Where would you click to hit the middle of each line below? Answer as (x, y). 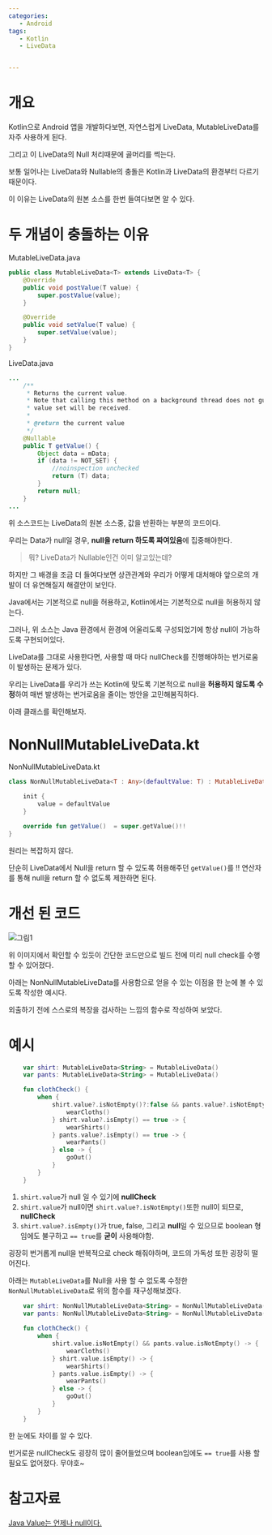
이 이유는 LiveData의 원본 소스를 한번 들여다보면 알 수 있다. (102, 199)
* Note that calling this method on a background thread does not (140, 401)
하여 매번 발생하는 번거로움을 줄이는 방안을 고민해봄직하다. (107, 694)
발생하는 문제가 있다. (49, 667)
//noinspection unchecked (95, 469)
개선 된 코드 (45, 913)
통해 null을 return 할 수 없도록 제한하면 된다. (86, 878)
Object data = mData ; (74, 454)
